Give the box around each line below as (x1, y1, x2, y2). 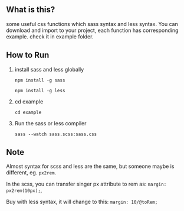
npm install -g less (14, 87, 65, 93)
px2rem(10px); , (6, 187, 42, 194)
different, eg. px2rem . (6, 169, 57, 176)
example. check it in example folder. (6, 33, 94, 40)
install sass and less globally (14, 66, 84, 73)
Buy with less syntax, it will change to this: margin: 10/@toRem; (6, 198, 158, 206)
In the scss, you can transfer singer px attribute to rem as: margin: (6, 180, 167, 188)
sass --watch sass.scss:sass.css (14, 131, 97, 137)
